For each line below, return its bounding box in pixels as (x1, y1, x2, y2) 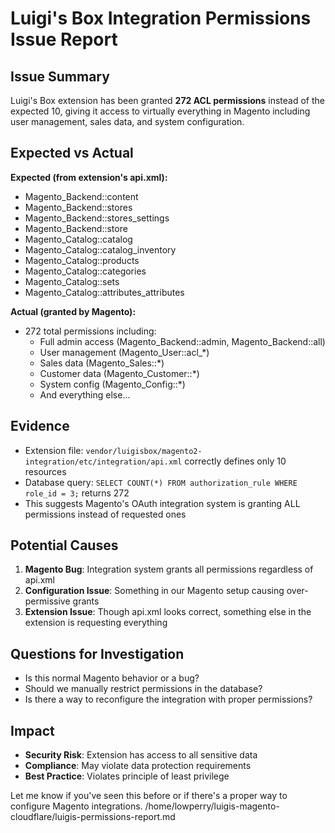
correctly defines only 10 (184, 455, 287, 467)
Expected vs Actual (10, 145, 134, 162)
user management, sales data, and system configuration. (10, 116, 245, 127)
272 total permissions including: (24, 325, 157, 337)
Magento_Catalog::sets (24, 275, 120, 287)
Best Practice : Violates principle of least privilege (24, 770, 230, 782)
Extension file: (24, 444, 84, 456)
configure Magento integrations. (10, 800, 143, 812)
